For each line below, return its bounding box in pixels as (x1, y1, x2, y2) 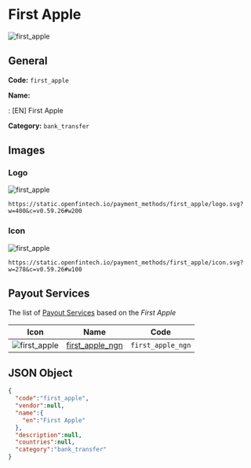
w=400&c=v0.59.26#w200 (8, 207, 82, 216)
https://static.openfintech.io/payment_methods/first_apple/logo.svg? (8, 201, 244, 208)
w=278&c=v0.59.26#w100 (8, 265, 82, 273)
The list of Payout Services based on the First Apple (8, 308, 176, 317)
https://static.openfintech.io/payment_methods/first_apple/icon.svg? (8, 258, 244, 267)
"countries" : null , (15, 438, 76, 446)
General (8, 54, 49, 68)
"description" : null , (15, 431, 82, 439)
